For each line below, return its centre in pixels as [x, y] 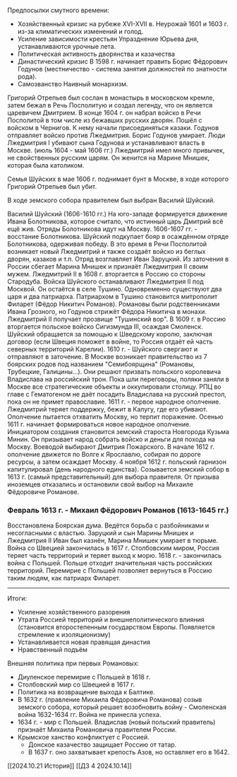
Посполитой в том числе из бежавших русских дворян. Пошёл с [105, 120]
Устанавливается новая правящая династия [84, 642]
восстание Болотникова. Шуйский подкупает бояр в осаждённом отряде [118, 236]
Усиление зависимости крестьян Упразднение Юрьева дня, [108, 39]
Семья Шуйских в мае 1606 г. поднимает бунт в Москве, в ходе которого [118, 179]
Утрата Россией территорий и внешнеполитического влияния [111, 620]
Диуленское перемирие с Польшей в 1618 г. [84, 677]
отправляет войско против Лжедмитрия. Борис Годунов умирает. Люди [116, 135]
